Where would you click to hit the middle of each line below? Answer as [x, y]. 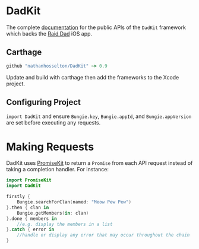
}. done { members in [32, 218]
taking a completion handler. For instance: [57, 170]
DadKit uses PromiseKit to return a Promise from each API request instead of [99, 163]
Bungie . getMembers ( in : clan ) [53, 213]
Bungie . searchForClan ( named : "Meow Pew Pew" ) [74, 202]
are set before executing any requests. [53, 123]
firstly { [18, 197]
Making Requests [50, 147]
